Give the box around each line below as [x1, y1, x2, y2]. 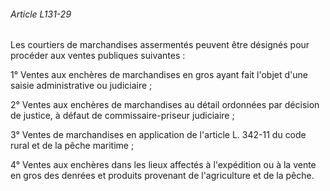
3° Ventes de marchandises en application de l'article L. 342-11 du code [10, 129, 307, 141]
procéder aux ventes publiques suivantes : [10, 50, 186, 62]
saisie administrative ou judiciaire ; [10, 80, 153, 92]
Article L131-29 [10, 8, 72, 20]
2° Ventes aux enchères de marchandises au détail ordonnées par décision [10, 99, 320, 111]
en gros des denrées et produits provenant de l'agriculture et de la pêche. [10, 170, 315, 182]
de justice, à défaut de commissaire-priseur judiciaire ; [10, 110, 235, 122]
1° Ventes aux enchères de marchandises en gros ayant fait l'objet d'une [10, 69, 308, 81]
